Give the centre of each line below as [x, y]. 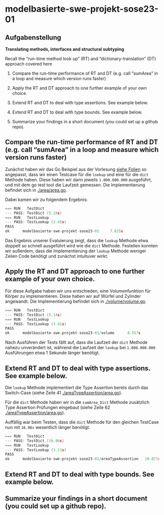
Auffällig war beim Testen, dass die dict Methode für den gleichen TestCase [82, 422]
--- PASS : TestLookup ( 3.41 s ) [36, 324]
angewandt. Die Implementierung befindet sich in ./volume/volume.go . [76, 301]
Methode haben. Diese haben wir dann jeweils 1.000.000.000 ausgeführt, [79, 179]
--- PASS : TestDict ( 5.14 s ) [34, 315]
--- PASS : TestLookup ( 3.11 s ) [36, 450]
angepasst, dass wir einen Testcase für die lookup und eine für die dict [77, 174]
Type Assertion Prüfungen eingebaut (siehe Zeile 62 [58, 407]
